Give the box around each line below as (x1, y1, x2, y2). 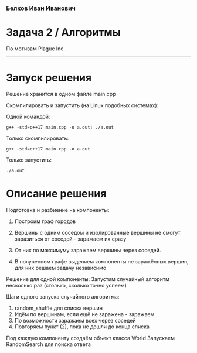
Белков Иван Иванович (6, 4, 76, 12)
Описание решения (6, 187, 107, 200)
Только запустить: (6, 156, 52, 163)
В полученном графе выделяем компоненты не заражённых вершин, (14, 258, 189, 265)
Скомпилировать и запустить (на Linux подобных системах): (6, 101, 159, 109)
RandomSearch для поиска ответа (6, 341, 91, 348)
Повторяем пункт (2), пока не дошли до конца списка (14, 323, 150, 330)
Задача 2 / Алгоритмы (6, 26, 121, 39)
